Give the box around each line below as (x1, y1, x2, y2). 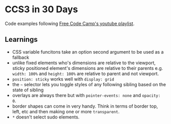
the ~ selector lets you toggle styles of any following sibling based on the (12, 81, 166, 87)
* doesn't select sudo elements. (12, 114, 80, 120)
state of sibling (12, 87, 44, 93)
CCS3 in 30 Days (5, 4, 78, 15)
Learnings (5, 35, 38, 44)
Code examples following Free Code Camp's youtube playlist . (5, 20, 135, 27)
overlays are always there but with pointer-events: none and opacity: (12, 92, 161, 98)
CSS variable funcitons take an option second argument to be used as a (12, 48, 164, 55)
